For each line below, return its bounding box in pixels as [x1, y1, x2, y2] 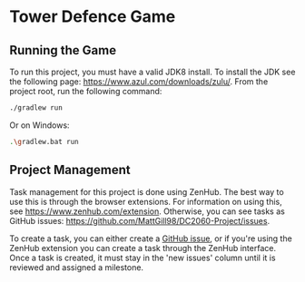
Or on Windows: [9, 120, 70, 131]
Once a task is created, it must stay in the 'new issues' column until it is [9, 252, 276, 263]
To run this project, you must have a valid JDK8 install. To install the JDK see [9, 66, 296, 77]
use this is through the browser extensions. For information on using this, [9, 196, 283, 207]
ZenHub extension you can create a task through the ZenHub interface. [9, 242, 277, 253]
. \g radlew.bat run [9, 137, 79, 146]
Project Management [9, 162, 131, 178]
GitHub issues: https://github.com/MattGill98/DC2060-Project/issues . [9, 215, 271, 226]
